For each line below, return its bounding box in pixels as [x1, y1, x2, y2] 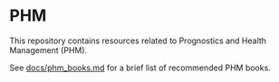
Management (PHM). [9, 44, 88, 55]
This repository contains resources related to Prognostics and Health [9, 35, 267, 46]
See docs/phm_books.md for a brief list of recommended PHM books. [9, 62, 272, 73]
